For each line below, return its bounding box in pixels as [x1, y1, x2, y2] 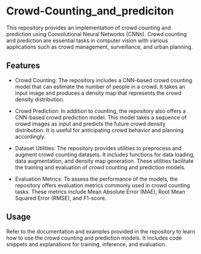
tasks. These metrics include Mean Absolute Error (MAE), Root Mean [14, 188, 185, 195]
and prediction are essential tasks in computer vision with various [6, 37, 169, 44]
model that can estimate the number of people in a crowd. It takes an [14, 83, 185, 90]
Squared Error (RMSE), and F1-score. [14, 194, 107, 202]
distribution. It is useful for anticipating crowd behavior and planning [14, 126, 184, 133]
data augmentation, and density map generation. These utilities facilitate [14, 157, 194, 165]
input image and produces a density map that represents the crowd [14, 89, 182, 97]
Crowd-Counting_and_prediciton [6, 4, 174, 18]
